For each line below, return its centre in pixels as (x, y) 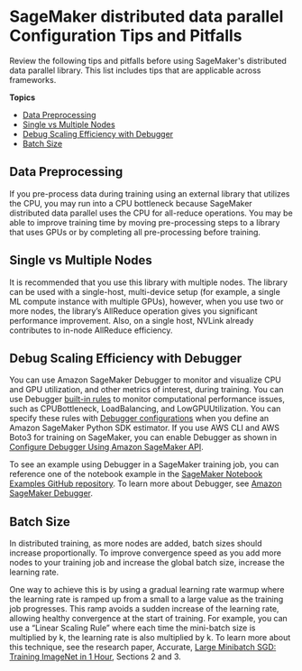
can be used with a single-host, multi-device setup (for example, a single (145, 291)
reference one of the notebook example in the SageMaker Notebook (136, 474)
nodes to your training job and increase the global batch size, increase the (147, 563)
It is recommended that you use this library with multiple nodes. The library (149, 282)
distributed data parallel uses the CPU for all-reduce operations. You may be (151, 213)
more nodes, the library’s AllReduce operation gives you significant (134, 311)
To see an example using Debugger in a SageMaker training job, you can (144, 464)
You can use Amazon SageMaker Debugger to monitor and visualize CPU (145, 380)
